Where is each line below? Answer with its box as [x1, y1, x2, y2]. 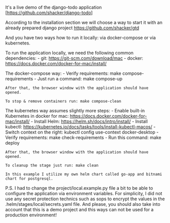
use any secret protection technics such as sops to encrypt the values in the [5, 196, 165, 202]
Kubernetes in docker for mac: [5, 113, 69, 119]
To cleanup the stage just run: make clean [5, 163, 99, 168]
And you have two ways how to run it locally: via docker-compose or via [5, 35, 156, 40]
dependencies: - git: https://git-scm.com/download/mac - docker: [5, 55, 144, 61]
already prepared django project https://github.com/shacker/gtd [5, 25, 140, 31]
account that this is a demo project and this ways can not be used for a [5, 207, 154, 212]
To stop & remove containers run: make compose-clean [5, 99, 122, 104]
